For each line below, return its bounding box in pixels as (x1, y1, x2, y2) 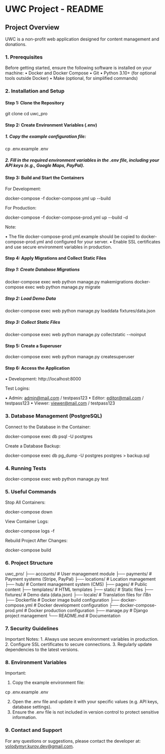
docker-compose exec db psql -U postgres (5, 433, 93, 439)
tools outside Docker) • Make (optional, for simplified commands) (5, 75, 138, 81)
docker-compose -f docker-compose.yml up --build (5, 195, 111, 201)
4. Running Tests (5, 465, 47, 472)
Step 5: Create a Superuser (5, 343, 62, 348)
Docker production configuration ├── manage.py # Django (28, 607, 148, 613)
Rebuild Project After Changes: (5, 538, 68, 544)
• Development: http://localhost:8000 (5, 376, 81, 382)
